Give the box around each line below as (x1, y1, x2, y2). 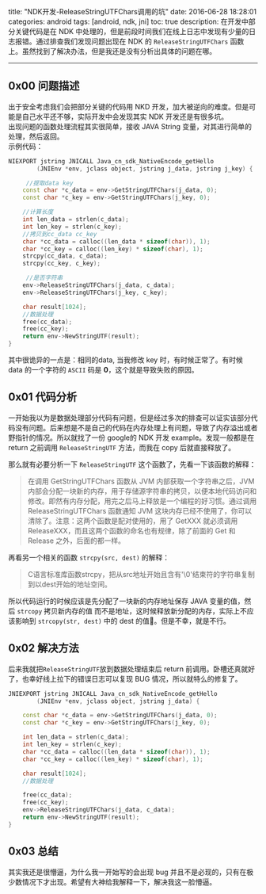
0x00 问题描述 (8, 79, 80, 93)
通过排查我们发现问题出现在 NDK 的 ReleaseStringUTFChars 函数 (35, 36, 245, 46)
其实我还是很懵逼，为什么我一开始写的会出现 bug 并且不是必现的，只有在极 (8, 867, 254, 877)
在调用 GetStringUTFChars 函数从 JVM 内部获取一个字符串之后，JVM (27, 476, 255, 486)
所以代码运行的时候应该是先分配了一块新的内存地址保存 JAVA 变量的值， (8, 596, 245, 606)
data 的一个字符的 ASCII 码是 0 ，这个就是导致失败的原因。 (8, 365, 199, 375)
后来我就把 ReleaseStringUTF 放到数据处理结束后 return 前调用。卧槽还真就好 (8, 664, 256, 674)
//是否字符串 (25, 274, 63, 282)
